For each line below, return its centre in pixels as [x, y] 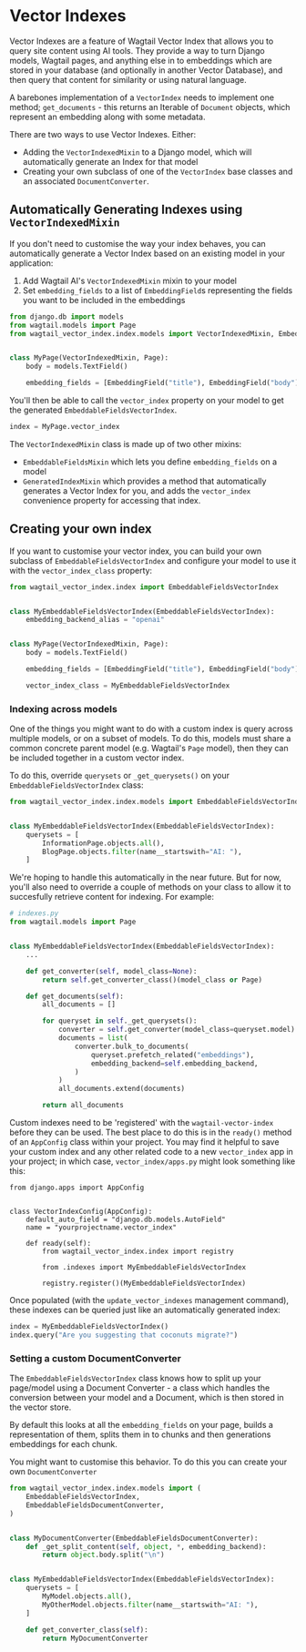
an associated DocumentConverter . [86, 181]
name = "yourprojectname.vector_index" [102, 1228]
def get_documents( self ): [75, 996]
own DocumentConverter [53, 1472]
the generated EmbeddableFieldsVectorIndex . [93, 410]
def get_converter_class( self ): [87, 1630]
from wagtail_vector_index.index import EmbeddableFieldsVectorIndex [144, 587]
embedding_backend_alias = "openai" [96, 620]
